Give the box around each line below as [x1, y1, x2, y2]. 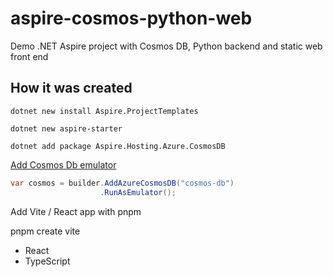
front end [10, 50, 49, 62]
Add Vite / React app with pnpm [10, 205, 142, 217]
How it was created [10, 80, 133, 97]
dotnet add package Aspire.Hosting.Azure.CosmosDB [10, 141, 226, 151]
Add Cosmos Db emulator [10, 158, 117, 171]
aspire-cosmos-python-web [10, 7, 253, 30]
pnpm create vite [10, 225, 81, 237]
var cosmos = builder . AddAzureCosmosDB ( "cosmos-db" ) [10, 178, 235, 188]
